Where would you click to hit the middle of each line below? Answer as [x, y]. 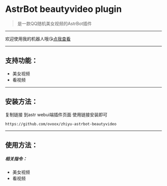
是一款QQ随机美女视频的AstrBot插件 [54, 23]
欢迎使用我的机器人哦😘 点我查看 [38, 39]
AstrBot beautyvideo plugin [63, 9]
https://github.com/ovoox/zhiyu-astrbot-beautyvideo [61, 124]
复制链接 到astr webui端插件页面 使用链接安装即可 [56, 114]
